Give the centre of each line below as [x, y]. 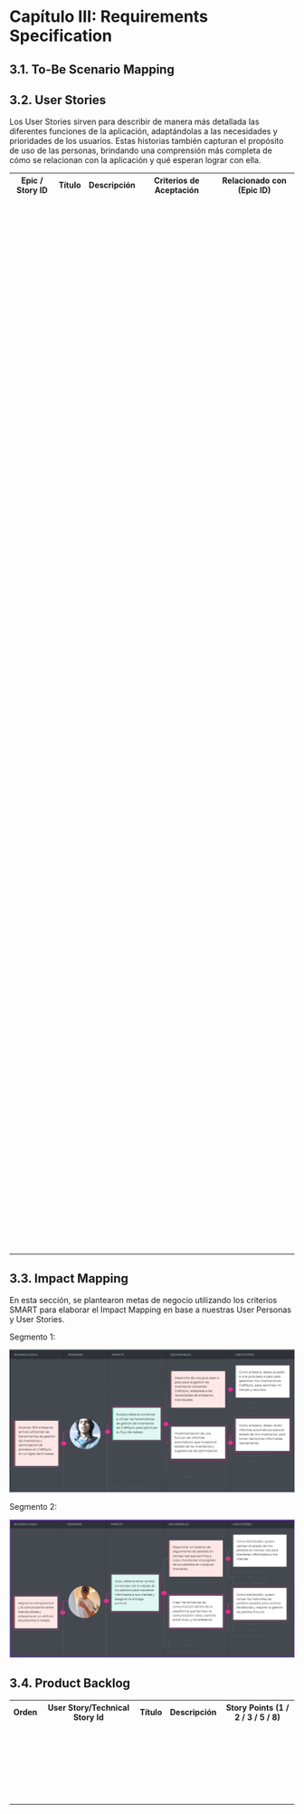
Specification [61, 36]
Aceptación [176, 190]
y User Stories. [37, 1319]
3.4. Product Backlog [70, 1683]
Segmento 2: [33, 1506]
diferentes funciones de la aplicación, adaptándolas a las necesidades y [143, 131]
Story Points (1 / [257, 1707]
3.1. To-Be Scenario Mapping [92, 69]
